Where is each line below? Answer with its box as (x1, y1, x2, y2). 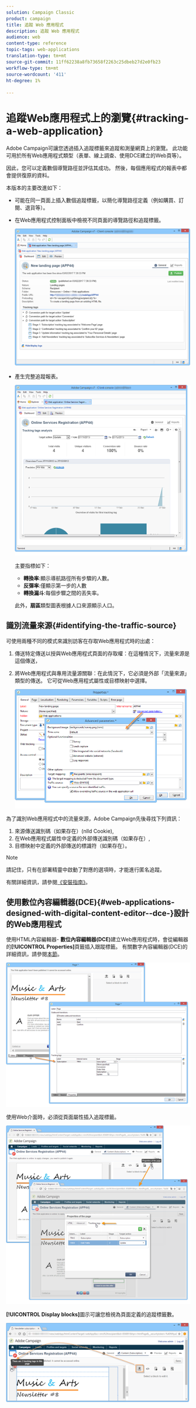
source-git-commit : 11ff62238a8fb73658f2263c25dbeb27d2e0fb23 (6, 59, 161, 65)
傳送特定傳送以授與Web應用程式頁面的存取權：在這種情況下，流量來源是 (14, 649, 190, 657)
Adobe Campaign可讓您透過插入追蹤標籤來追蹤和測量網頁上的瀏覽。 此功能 (6, 144, 188, 152)
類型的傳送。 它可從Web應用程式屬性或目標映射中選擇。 (14, 677, 150, 684)
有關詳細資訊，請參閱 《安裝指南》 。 (6, 878, 91, 885)
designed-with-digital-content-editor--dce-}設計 (6, 908, 190, 918)
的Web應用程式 (6, 919, 62, 929)
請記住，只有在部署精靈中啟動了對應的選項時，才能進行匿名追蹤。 (6, 866, 165, 873)
